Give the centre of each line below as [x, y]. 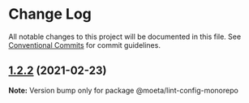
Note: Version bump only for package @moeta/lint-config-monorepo [124, 90]
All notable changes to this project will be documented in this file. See [125, 36]
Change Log [50, 14]
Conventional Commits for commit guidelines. [84, 45]
